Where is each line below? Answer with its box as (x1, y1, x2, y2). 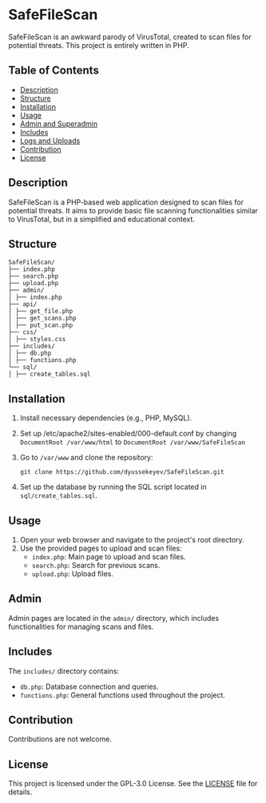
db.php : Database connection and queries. (19, 682, 159, 691)
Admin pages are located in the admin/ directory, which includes (8, 613, 220, 622)
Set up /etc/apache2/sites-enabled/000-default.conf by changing (19, 429, 237, 439)
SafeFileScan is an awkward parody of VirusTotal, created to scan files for (8, 32, 252, 42)
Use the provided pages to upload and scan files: (19, 543, 182, 553)
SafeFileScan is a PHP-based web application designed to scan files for (8, 197, 244, 207)
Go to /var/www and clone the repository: (19, 453, 153, 463)
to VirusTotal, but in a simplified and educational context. (8, 214, 196, 224)
